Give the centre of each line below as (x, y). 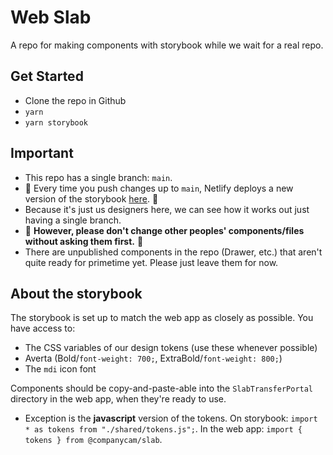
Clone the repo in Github (75, 100)
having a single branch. (73, 220)
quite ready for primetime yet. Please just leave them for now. (151, 262)
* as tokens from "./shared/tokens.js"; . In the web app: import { (163, 429)
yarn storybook (56, 122)
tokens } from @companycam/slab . (93, 440)
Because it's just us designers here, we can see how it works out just (167, 209)
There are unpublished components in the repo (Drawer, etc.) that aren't (173, 252)
